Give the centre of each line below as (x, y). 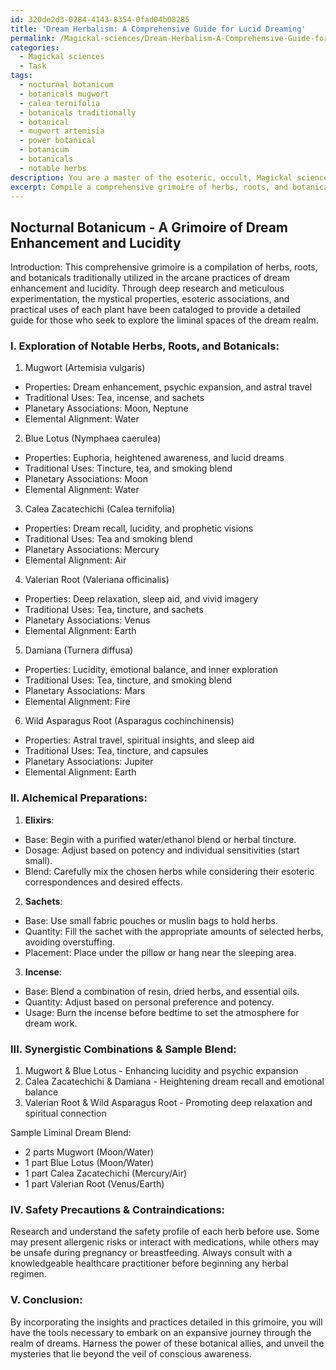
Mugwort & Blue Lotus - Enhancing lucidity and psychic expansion (161, 1071)
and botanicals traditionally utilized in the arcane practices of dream (150, 278)
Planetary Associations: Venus (87, 620)
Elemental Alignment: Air (75, 560)
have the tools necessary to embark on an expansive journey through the (161, 1332)
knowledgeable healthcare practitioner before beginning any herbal (149, 1263)
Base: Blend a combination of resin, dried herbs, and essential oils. (162, 991)
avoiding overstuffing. (70, 942)
